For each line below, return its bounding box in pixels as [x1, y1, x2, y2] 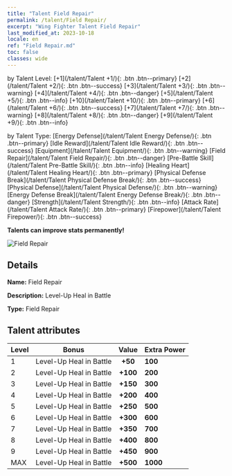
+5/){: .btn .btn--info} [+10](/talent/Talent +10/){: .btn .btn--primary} [7, 96, 201, 104]
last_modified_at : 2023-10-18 [7, 29, 95, 37]
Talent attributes [7, 324, 81, 336]
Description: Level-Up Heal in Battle [7, 291, 111, 300]
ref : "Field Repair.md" [7, 42, 76, 49]
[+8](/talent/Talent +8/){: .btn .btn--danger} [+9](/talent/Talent [34, 111, 213, 119]
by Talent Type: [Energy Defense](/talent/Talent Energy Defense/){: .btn [7, 131, 212, 140]
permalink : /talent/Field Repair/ [7, 17, 107, 24]
